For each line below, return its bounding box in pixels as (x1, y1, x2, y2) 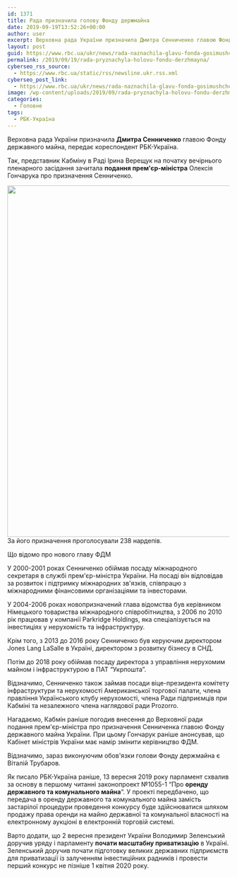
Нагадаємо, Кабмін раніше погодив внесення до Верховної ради (7, 715, 203, 724)
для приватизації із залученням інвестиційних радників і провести (7, 854, 208, 862)
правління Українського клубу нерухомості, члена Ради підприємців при (7, 694, 228, 702)
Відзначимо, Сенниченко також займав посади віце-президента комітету (7, 678, 229, 687)
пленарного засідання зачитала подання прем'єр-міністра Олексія (7, 163, 213, 172)
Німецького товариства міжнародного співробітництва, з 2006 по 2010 (7, 608, 222, 616)
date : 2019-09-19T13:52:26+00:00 (7, 23, 106, 30)
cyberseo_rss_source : (7, 63, 71, 70)
